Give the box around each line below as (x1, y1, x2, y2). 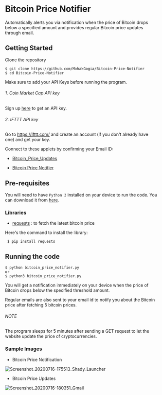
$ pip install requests (7, 239, 55, 244)
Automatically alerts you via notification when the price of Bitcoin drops (5, 19, 148, 25)
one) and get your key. (5, 137, 50, 143)
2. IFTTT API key (5, 116, 38, 122)
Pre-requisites (5, 179, 50, 187)
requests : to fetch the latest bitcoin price (12, 220, 95, 226)
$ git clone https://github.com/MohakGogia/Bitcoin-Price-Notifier (5, 66, 145, 71)
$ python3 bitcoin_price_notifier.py (5, 274, 82, 279)
